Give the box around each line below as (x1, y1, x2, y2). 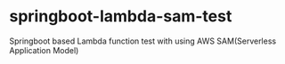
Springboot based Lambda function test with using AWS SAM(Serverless (9, 36, 277, 46)
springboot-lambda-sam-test (9, 6, 232, 27)
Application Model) (9, 44, 79, 55)
